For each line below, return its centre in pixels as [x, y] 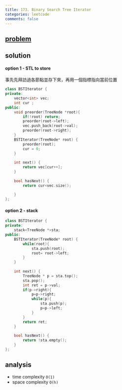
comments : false [22, 19]
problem [18, 39]
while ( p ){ [41, 299]
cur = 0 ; [32, 149]
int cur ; [24, 103]
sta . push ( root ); [48, 248]
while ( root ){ [36, 244]
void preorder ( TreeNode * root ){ [47, 112]
